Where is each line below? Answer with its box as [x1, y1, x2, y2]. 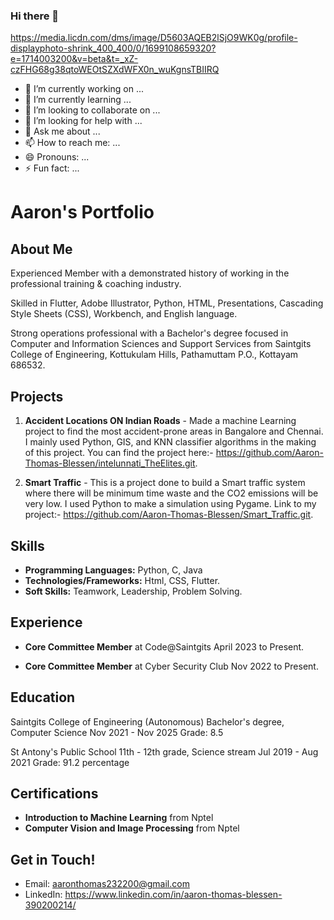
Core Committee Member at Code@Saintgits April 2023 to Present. [24, 640, 305, 653]
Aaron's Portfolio [10, 201, 155, 224]
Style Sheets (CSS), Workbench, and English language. [10, 308, 238, 320]
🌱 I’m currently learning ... [24, 94, 132, 106]
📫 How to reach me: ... [24, 137, 121, 149]
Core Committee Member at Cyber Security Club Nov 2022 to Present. [24, 660, 319, 672]
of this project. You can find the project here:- [24, 447, 214, 459]
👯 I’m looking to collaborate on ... [24, 104, 161, 116]
